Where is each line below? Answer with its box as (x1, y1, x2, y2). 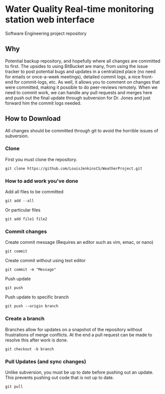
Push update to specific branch (5, 294, 69, 300)
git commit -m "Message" (5, 267, 56, 272)
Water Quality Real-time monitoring (5, 3, 154, 15)
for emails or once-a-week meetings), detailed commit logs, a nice (5, 73, 141, 80)
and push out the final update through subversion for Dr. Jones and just (5, 95, 151, 101)
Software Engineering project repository (5, 30, 87, 36)
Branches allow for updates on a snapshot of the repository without (5, 326, 142, 333)
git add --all (5, 198, 35, 204)
